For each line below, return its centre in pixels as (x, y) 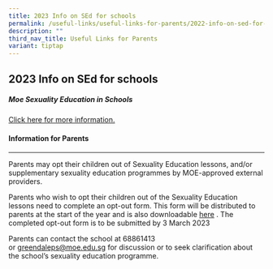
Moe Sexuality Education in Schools (71, 100)
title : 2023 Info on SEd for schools (72, 16)
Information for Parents (49, 139)
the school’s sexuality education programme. (84, 255)
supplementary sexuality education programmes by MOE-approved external (136, 173)
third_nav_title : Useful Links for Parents (83, 38)
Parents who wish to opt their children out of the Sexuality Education (123, 197)
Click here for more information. (62, 120)
